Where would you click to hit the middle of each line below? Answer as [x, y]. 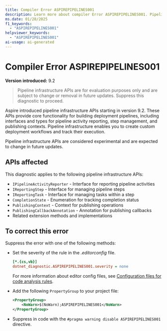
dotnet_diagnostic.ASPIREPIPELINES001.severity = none [70, 267]
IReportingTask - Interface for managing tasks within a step [73, 194]
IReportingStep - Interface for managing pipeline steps [69, 189]
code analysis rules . [33, 281]
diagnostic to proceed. [40, 101]
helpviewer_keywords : [28, 33]
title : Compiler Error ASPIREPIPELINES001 [50, 10]
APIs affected [27, 162]
